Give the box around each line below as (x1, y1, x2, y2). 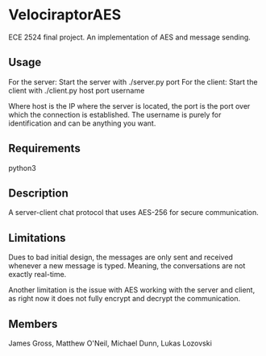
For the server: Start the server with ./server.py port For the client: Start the (8, 77, 258, 86)
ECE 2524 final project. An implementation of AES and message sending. (8, 32, 251, 42)
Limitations (8, 231, 66, 245)
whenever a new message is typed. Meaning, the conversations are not (8, 261, 246, 271)
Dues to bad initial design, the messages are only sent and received (8, 252, 234, 263)
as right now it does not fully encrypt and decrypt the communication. (8, 294, 241, 304)
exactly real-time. (8, 270, 67, 279)
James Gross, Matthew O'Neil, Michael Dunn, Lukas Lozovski (8, 338, 212, 348)
